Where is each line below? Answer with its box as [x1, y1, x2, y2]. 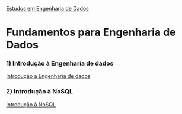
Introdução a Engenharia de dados [6, 73, 91, 80]
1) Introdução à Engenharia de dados [6, 59, 114, 67]
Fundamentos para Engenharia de [6, 26, 176, 39]
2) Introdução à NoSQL [6, 87, 73, 96]
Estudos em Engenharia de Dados [6, 5, 89, 12]
